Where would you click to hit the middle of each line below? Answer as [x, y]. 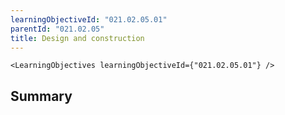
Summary [41, 96]
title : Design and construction [77, 38]
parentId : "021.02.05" [57, 29]
